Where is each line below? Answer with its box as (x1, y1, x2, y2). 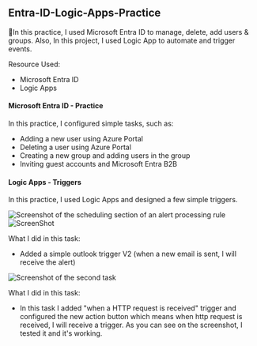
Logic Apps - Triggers (8, 177, 81, 186)
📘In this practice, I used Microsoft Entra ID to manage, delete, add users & (8, 27, 249, 36)
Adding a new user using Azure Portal (19, 134, 144, 144)
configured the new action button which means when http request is (19, 312, 243, 322)
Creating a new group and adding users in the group (19, 151, 191, 160)
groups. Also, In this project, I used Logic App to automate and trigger (8, 36, 236, 45)
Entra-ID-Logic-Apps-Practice (8, 6, 161, 20)
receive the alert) (19, 258, 76, 267)
